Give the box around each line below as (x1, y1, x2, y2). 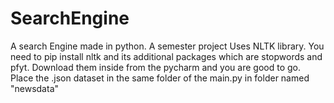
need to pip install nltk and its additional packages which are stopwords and (10, 50, 323, 62)
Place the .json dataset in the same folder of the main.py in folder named (10, 72, 310, 84)
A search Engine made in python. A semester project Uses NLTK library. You (10, 40, 325, 52)
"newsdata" (10, 82, 60, 94)
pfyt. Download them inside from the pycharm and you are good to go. (10, 61, 301, 73)
